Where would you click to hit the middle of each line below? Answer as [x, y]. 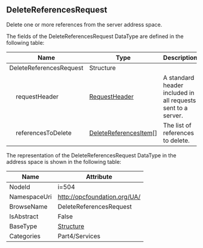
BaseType [23, 226]
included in [179, 93]
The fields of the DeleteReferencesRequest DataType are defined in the [95, 36]
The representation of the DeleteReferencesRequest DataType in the [91, 155]
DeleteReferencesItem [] [123, 132]
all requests [179, 100]
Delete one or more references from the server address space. [84, 24]
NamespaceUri [31, 197]
